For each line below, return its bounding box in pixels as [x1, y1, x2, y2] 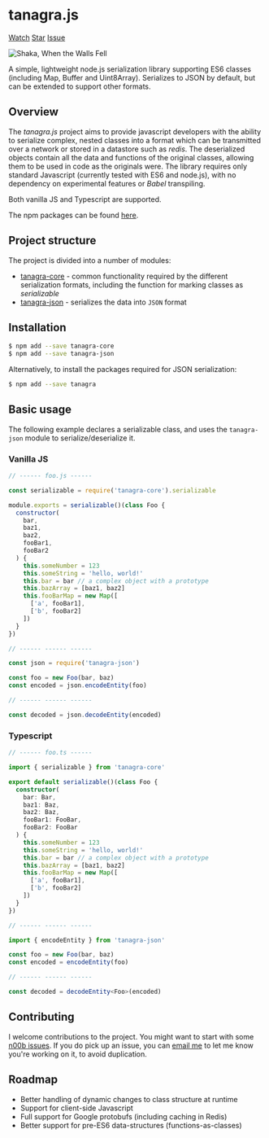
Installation [8, 320, 67, 335]
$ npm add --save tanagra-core [8, 342, 115, 351]
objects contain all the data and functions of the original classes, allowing [8, 152, 254, 162]
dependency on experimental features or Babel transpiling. [8, 178, 206, 188]
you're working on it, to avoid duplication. [8, 1048, 148, 1059]
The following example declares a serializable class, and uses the [8, 424, 228, 434]
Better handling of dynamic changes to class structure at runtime [20, 1094, 238, 1104]
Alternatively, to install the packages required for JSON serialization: [8, 365, 237, 374]
